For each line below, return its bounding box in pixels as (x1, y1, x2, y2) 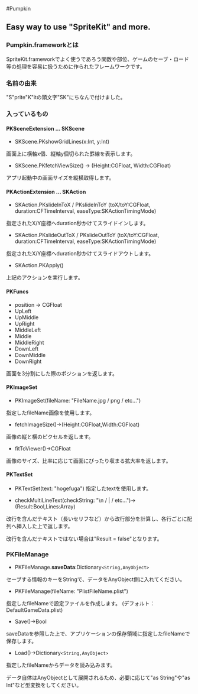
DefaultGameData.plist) (6, 607, 63, 614)
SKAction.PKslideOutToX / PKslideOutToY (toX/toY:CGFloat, (14, 232, 160, 239)
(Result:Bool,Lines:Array (14, 502, 74, 510)
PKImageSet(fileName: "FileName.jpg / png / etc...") (14, 397, 141, 404)
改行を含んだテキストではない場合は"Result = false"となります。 (6, 535, 163, 542)
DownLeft (14, 345, 39, 352)
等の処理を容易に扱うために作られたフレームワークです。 (6, 63, 146, 70)
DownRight (14, 358, 42, 365)
